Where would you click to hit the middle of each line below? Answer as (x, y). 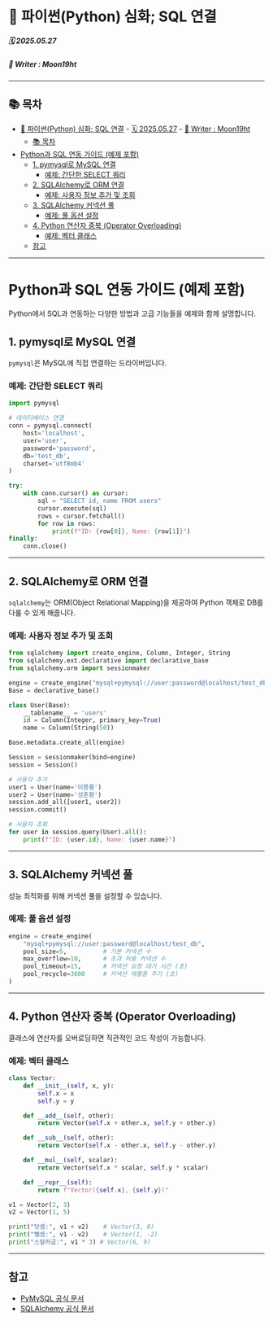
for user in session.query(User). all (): (78, 832)
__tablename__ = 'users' (65, 713)
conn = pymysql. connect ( (50, 426)
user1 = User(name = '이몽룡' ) (55, 787)
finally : (23, 539)
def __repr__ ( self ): (58, 1182)
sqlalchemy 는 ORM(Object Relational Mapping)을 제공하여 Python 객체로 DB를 (136, 602)
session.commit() (38, 810)
